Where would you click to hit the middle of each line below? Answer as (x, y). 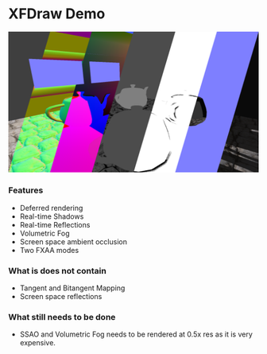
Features (26, 190)
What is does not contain (58, 270)
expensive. (37, 343)
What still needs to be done (62, 317)
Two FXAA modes (49, 250)
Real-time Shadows (52, 216)
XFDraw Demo (57, 14)
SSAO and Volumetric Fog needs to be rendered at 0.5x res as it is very (136, 334)
